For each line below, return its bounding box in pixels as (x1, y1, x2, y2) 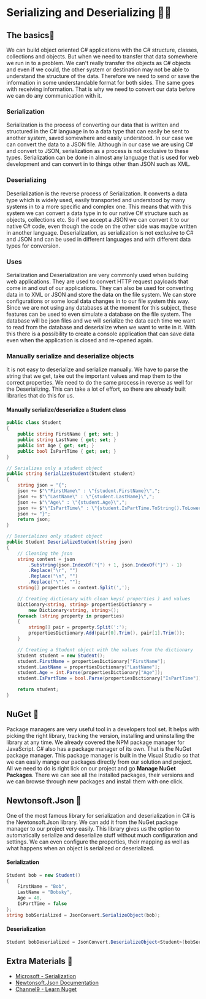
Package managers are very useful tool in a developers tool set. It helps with (6, 725, 200, 733)
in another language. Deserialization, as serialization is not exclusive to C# (6, 229, 194, 236)
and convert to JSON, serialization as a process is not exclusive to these (6, 147, 189, 155)
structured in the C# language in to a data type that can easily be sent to (6, 128, 189, 135)
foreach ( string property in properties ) (17, 613, 124, 619)
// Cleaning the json (17, 550, 72, 557)
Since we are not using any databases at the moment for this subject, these (6, 304, 197, 311)
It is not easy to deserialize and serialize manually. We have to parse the (6, 366, 188, 374)
